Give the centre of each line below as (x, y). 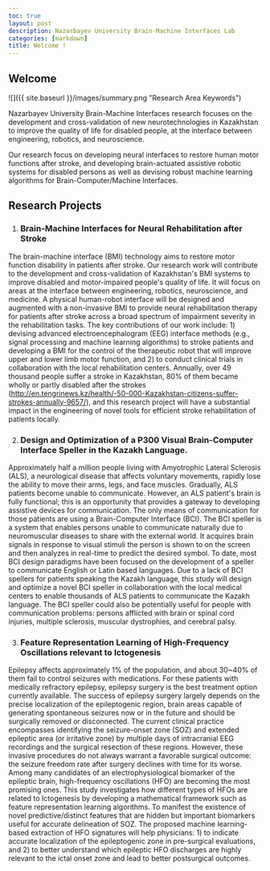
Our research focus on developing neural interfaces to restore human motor (134, 155)
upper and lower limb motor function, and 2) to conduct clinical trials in (126, 359)
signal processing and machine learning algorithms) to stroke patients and (131, 342)
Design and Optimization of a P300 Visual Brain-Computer (136, 440)
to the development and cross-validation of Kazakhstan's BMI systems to (129, 273)
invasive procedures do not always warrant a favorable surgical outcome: (130, 756)
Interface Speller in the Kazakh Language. (104, 450)
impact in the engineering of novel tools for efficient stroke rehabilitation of (132, 410)
